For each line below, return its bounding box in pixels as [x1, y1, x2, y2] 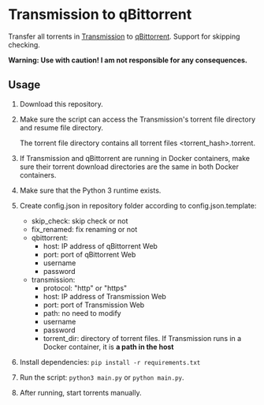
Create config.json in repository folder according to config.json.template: [19, 201, 257, 210]
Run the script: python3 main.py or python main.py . [19, 373, 184, 382]
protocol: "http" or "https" [43, 283, 128, 293]
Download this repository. [19, 99, 104, 108]
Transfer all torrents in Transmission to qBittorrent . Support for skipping [8, 32, 240, 41]
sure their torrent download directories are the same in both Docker [19, 162, 239, 171]
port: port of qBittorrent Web [43, 249, 136, 259]
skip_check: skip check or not [31, 216, 128, 226]
